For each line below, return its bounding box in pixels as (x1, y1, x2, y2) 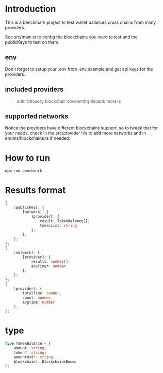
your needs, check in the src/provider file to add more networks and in (5, 130, 147, 136)
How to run (5, 152, 50, 163)
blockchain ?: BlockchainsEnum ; (14, 359, 77, 364)
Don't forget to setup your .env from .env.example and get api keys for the (5, 66, 153, 72)
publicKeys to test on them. (5, 39, 60, 45)
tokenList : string (39, 223, 77, 228)
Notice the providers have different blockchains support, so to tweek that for (5, 125, 158, 131)
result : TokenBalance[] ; (39, 218, 90, 224)
